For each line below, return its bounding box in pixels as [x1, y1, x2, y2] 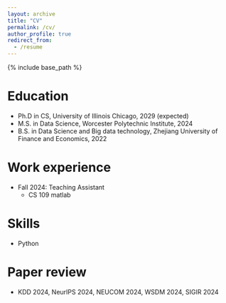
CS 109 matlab [28, 190, 71, 199]
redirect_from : [7, 37, 53, 44]
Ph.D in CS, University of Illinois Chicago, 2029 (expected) [17, 111, 190, 120]
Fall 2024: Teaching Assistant [17, 183, 105, 191]
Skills [7, 215, 41, 232]
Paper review [7, 265, 87, 280]
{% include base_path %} [7, 63, 82, 71]
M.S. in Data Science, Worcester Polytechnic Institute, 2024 [17, 119, 193, 128]
